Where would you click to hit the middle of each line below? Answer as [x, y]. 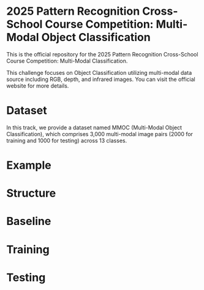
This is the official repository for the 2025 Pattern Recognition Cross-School [102, 54]
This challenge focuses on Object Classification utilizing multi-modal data [99, 72]
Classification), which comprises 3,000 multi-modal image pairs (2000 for [100, 134]
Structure [31, 193]
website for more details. [38, 86]
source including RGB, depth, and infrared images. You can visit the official [101, 79]
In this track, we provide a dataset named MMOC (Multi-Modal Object [94, 128]
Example [29, 165]
